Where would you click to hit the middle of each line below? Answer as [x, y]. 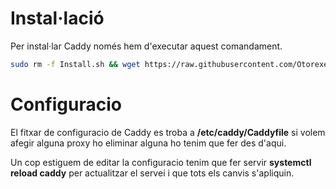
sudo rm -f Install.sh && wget [75, 64]
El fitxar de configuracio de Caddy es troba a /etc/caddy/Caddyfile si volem [168, 132]
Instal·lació [57, 18]
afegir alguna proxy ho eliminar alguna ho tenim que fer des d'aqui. [148, 143]
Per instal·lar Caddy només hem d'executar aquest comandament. [146, 46]
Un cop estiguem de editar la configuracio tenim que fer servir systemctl [161, 162]
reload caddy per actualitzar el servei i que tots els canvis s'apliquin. [152, 173]
